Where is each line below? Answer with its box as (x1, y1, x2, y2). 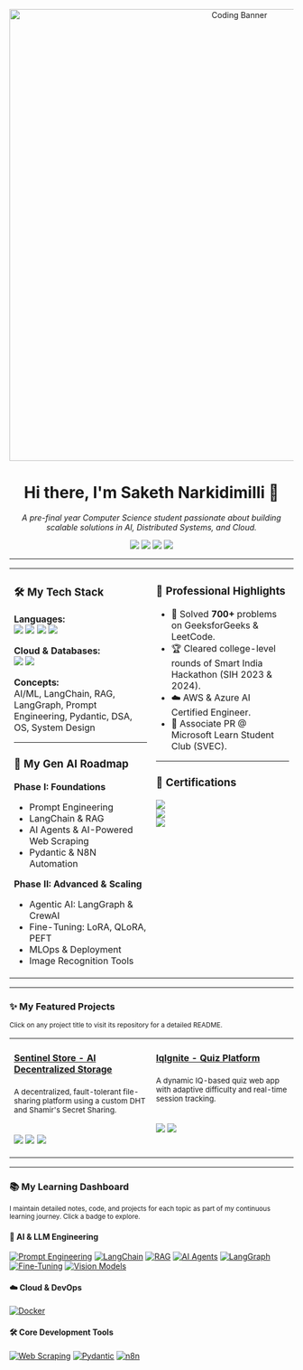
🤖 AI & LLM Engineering (9, 1231, 99, 1242)
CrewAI (29, 909, 60, 922)
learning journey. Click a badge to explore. (9, 1212, 141, 1222)
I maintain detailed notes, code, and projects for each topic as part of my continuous (9, 1205, 271, 1214)
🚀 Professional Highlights (156, 584, 286, 598)
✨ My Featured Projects (9, 999, 115, 1012)
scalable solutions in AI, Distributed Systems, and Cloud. (46, 521, 257, 532)
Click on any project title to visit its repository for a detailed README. (9, 1021, 223, 1030)
